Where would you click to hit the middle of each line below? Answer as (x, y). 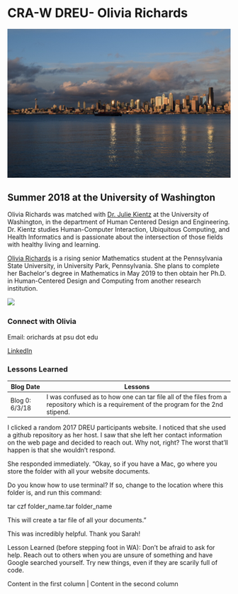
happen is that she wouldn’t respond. (62, 450)
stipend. (58, 412)
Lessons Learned (38, 369)
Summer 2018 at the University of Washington (112, 197)
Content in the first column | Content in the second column (93, 584)
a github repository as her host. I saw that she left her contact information (115, 435)
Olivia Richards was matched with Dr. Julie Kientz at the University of (108, 215)
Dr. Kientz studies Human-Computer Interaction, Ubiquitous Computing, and (119, 230)
